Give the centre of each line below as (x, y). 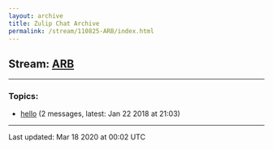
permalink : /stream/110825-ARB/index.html (81, 31)
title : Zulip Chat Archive (54, 24)
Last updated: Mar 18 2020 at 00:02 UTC (77, 137)
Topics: (24, 96)
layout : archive (36, 16)
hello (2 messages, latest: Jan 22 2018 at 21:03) (100, 114)
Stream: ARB (41, 64)
